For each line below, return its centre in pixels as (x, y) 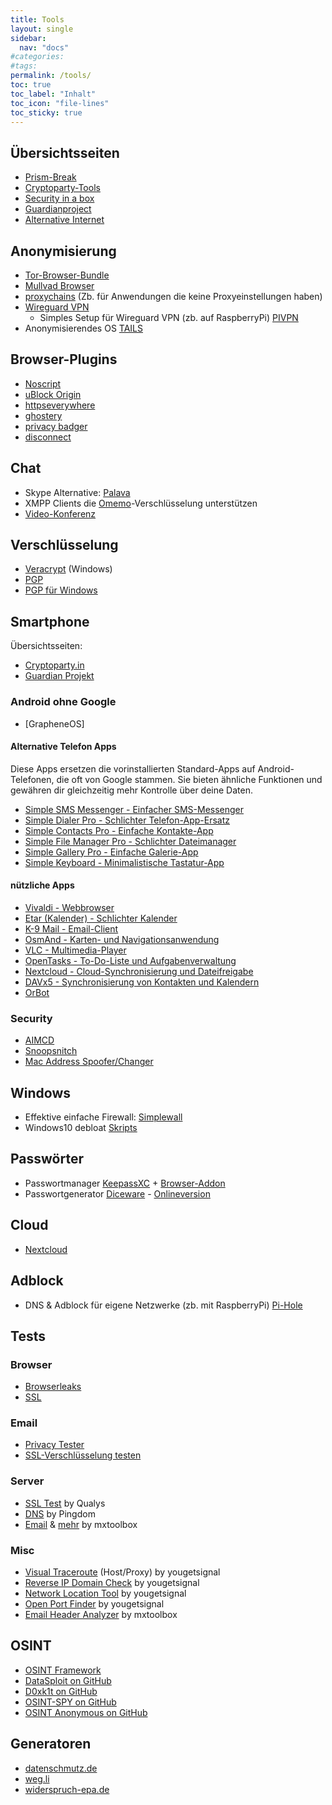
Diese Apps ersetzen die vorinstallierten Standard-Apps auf (133, 768)
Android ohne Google (63, 702)
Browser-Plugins (64, 359)
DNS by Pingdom (60, 1513)
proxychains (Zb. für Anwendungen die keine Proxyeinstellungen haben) (173, 296)
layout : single (42, 29)
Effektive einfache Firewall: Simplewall (103, 1117)
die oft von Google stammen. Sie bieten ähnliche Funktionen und (189, 779)
